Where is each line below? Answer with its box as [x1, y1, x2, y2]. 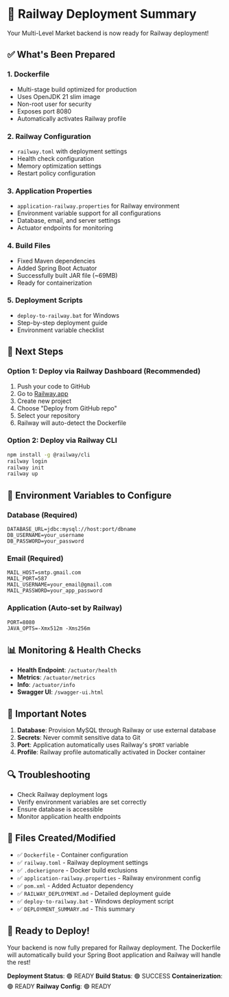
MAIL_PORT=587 [7, 576, 48, 582]
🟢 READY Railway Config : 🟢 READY [7, 982, 112, 990]
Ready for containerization [16, 278, 93, 287]
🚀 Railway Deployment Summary [7, 6, 197, 22]
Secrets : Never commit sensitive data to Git [16, 734, 141, 742]
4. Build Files [7, 241, 51, 250]
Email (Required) [7, 554, 64, 563]
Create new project [16, 397, 72, 405]
